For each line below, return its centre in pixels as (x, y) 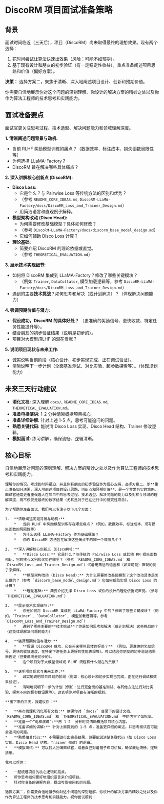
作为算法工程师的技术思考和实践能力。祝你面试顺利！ (51, 797)
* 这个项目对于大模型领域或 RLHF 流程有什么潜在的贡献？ (67, 662)
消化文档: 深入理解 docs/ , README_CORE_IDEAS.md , (60, 402)
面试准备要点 (24, 115)
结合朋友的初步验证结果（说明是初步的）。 (54, 333)
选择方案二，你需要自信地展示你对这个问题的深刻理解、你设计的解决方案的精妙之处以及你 (81, 792)
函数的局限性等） (23, 529)
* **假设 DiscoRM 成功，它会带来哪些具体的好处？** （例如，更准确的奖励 (82, 647)
